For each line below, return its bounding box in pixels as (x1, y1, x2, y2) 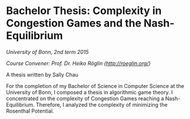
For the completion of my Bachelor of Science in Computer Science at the (6, 82, 185, 89)
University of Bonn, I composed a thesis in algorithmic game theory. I (6, 89, 173, 96)
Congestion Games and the (6, 16, 142, 30)
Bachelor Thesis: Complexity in (6, 4, 162, 18)
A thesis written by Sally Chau (6, 71, 79, 78)
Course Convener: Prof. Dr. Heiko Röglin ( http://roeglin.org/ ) (6, 60, 151, 67)
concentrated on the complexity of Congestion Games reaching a (6, 95, 164, 102)
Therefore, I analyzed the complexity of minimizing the (36, 101, 168, 108)
